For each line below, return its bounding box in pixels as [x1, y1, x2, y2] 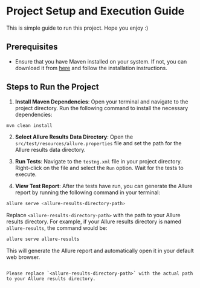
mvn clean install [6, 122, 53, 128]
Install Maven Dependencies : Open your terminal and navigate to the [15, 98, 189, 105]
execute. [15, 171, 37, 178]
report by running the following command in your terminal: [15, 189, 160, 196]
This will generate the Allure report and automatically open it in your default [6, 247, 195, 255]
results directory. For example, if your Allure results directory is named [6, 218, 182, 225]
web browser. [6, 254, 40, 261]
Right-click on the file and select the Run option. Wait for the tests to [15, 165, 184, 172]
